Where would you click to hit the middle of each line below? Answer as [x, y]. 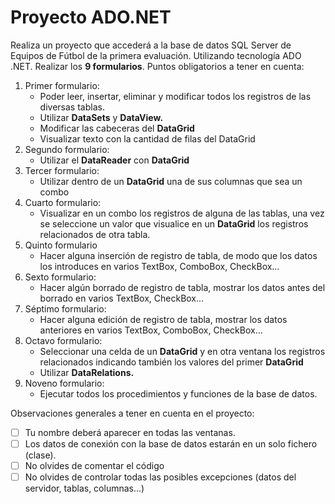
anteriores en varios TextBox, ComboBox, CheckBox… [151, 330]
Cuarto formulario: [63, 202]
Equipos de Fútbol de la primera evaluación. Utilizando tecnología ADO [156, 55]
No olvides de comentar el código [94, 466]
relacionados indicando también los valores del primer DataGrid [171, 362]
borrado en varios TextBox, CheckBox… [122, 298]
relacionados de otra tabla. [95, 234]
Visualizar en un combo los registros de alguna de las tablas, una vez [182, 213]
